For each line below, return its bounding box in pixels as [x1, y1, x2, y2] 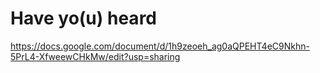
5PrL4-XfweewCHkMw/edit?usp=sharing [10, 50, 181, 62]
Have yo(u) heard [10, 7, 157, 30]
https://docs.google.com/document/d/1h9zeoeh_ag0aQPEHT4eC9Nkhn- [10, 40, 310, 52]
